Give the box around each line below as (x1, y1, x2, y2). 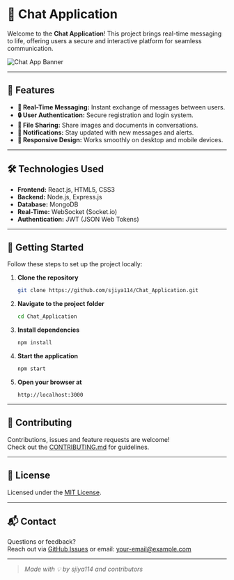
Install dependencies (17, 326, 80, 334)
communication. (7, 44, 54, 52)
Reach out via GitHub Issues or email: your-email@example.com (7, 545, 192, 554)
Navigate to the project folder (17, 300, 104, 308)
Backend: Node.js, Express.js (17, 192, 102, 201)
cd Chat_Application (17, 313, 77, 320)
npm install (17, 339, 52, 346)
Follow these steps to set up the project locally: (7, 260, 143, 268)
